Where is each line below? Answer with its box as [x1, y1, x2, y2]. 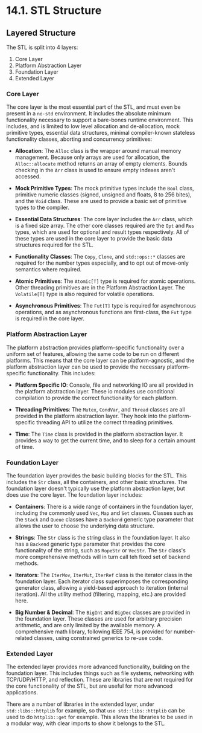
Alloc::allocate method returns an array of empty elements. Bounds [14, 160, 188, 167]
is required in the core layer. [14, 315, 84, 322]
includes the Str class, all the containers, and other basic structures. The [6, 478, 188, 485]
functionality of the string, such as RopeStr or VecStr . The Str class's [14, 546, 186, 554]
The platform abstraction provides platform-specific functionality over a [6, 344, 185, 351]
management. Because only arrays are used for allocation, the [14, 153, 170, 161]
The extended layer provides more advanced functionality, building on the [6, 663, 190, 671]
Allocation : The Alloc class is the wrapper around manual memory [14, 147, 181, 155]
